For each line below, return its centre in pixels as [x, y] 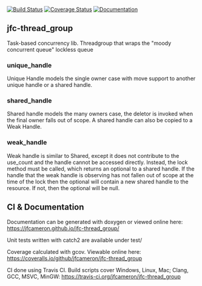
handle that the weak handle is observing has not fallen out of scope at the [100, 175]
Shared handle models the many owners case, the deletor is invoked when [100, 114]
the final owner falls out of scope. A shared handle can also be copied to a [100, 120]
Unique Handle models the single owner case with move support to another [101, 78]
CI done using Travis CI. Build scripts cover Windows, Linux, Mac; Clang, [98, 270]
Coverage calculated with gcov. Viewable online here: [74, 251]
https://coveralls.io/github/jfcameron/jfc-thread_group [75, 258]
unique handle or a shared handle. [50, 85]
